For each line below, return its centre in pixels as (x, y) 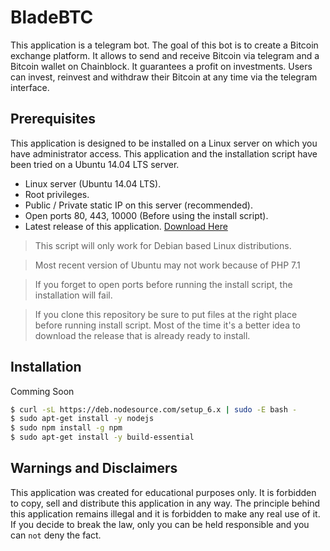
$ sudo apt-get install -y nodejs (82, 419)
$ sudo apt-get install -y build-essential (102, 437)
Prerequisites (53, 119)
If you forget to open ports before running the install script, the (163, 284)
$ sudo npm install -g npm (66, 428)
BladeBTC (52, 17)
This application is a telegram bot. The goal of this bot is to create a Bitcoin (164, 45)
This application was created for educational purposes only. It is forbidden (163, 492)
